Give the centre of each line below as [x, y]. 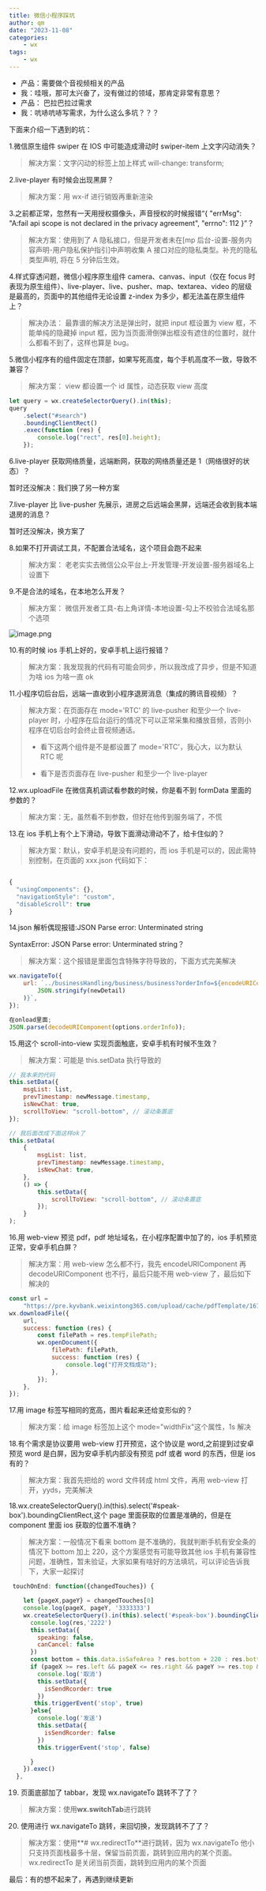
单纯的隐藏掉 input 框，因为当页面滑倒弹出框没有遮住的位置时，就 [142, 332]
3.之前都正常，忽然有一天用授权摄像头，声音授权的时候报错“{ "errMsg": [126, 213]
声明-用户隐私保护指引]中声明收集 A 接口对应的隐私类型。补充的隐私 [146, 250]
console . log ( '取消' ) [70, 1674]
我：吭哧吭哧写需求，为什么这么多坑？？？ [90, 112]
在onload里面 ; [30, 1019]
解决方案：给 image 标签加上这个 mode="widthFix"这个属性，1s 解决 [140, 1427]
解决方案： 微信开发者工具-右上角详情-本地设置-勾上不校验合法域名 [138, 608]
